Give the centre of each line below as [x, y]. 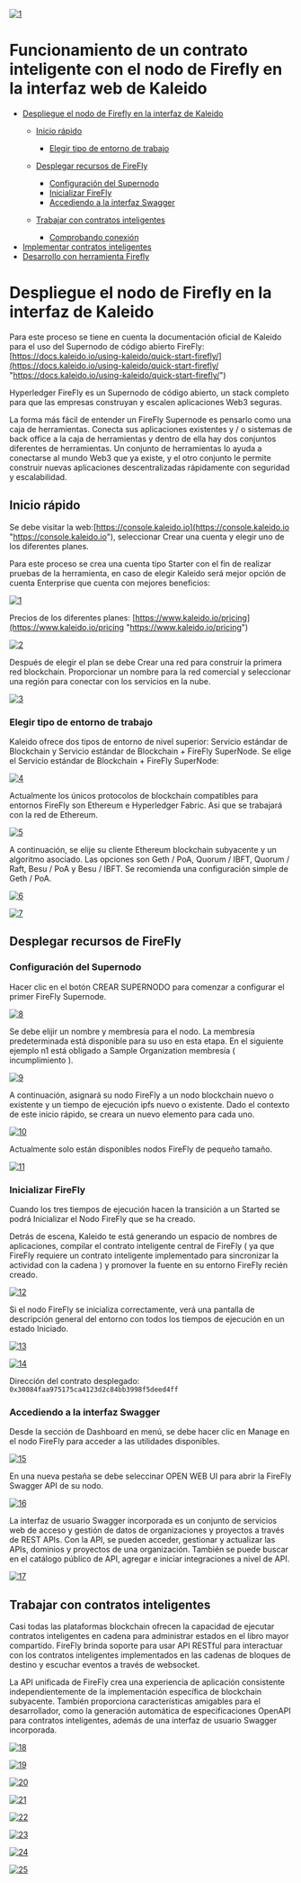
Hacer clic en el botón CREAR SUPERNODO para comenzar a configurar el [147, 987]
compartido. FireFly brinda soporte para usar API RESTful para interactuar [146, 1646]
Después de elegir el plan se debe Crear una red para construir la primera [146, 662]
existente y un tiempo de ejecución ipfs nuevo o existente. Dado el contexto [150, 1104]
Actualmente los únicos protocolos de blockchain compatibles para [134, 795]
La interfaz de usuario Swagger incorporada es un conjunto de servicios [143, 1521]
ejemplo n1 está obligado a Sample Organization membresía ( [122, 1050]
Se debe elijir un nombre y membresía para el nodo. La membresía [132, 1031]
